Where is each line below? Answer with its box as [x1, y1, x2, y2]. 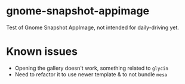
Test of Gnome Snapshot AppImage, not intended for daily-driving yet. [6, 24, 179, 31]
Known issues [6, 45, 78, 58]
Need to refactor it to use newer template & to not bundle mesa [14, 70, 168, 78]
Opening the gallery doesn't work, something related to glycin [14, 64, 169, 71]
